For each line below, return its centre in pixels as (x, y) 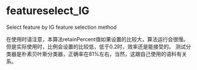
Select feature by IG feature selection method (61, 27)
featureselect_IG (48, 11)
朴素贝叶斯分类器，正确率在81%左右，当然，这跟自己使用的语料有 (102, 54)
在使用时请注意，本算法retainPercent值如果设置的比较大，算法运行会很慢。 (97, 39)
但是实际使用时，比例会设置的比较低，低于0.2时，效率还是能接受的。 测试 (96, 46)
